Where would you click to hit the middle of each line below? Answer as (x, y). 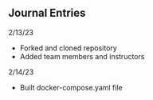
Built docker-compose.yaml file (71, 87)
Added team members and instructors (82, 56)
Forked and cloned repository (68, 48)
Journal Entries (47, 13)
